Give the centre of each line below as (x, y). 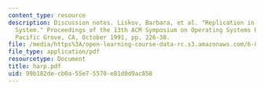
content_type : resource (47, 15)
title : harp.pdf (35, 67)
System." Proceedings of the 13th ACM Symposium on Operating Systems (133, 30)
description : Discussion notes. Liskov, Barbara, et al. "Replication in (132, 23)
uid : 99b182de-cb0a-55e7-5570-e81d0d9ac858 (81, 74)
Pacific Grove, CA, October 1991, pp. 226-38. (93, 37)
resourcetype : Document (47, 59)
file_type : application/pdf (54, 52)
